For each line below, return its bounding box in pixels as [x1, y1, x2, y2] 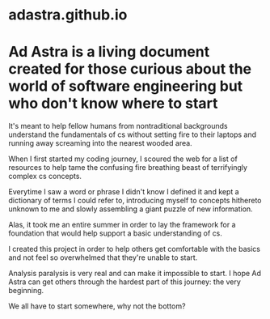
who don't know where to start [8, 95, 218, 113]
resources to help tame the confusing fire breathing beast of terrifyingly [8, 163, 248, 172]
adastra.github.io [8, 6, 128, 24]
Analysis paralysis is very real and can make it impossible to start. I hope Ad [8, 269, 261, 279]
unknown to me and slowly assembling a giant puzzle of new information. [8, 204, 253, 214]
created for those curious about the [8, 60, 252, 79]
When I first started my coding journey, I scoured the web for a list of [8, 154, 238, 164]
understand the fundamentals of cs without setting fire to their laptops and [8, 130, 257, 139]
